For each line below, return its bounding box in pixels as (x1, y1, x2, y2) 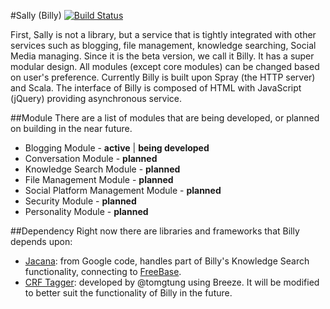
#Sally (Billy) (10, 10, 62, 21)
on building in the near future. (10, 123, 133, 134)
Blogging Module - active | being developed (24, 142, 210, 154)
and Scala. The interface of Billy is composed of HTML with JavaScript (10, 82, 302, 94)
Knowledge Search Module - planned (24, 163, 181, 175)
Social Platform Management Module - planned (24, 185, 222, 196)
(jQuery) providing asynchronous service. (10, 93, 183, 104)
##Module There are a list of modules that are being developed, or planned (10, 112, 320, 124)
